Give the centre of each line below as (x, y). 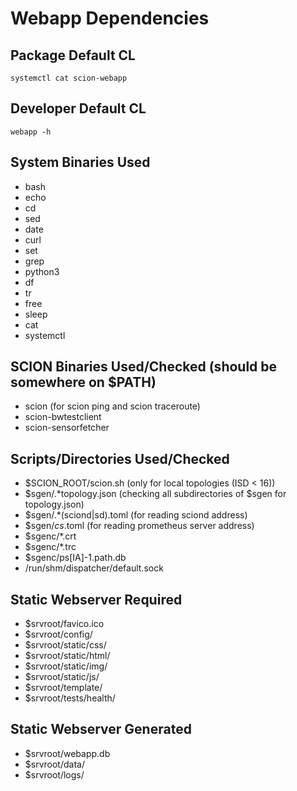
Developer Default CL (78, 108)
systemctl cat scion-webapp (69, 78)
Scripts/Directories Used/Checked (120, 458)
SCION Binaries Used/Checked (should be (144, 367)
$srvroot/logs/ (54, 774)
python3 (42, 271)
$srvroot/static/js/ (62, 677)
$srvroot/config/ (58, 634)
